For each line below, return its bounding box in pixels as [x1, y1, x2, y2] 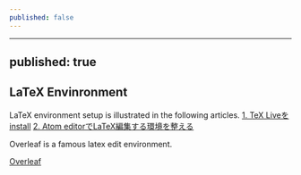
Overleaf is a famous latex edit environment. [9, 138, 173, 149]
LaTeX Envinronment [9, 85, 128, 100]
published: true [9, 54, 97, 70]
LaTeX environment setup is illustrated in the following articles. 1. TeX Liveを [9, 109, 289, 121]
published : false [9, 12, 74, 22]
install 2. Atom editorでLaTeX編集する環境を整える [9, 121, 194, 131]
